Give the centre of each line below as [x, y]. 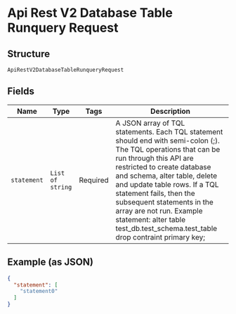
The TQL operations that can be [168, 149]
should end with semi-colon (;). [168, 140]
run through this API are [155, 158]
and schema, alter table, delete [166, 176]
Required [94, 180]
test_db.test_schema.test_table [166, 228]
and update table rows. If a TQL [167, 184]
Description [171, 111]
